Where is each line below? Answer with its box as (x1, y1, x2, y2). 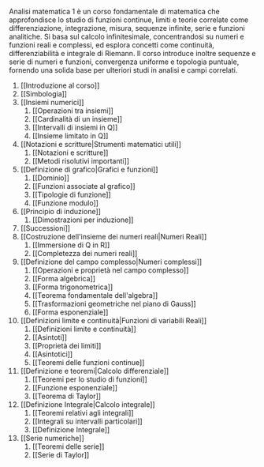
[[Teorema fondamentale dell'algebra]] (32, 291, 158, 299)
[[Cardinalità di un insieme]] (32, 115, 123, 123)
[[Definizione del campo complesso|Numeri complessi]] (20, 257, 203, 266)
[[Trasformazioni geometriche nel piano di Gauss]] (32, 299, 196, 308)
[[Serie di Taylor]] (32, 450, 90, 459)
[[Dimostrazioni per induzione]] (32, 215, 134, 224)
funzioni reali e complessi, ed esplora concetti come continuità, (9, 40, 215, 50)
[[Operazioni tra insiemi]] (32, 106, 113, 115)
